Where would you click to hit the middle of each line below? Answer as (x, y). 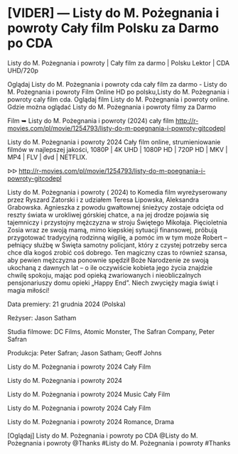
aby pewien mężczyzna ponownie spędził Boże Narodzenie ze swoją (108, 260)
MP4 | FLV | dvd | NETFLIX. (47, 157)
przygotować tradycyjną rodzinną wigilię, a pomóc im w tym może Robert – (117, 237)
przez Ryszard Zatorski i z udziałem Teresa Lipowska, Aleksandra (103, 200)
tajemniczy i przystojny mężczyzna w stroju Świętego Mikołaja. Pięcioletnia (117, 222)
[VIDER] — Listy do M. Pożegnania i (113, 13)
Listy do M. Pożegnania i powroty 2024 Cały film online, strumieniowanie (114, 142)
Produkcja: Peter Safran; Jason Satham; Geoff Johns (85, 352)
